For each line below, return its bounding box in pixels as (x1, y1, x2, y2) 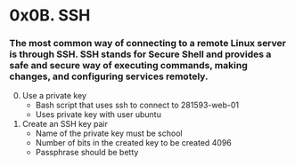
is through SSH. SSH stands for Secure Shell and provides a (9, 48, 272, 60)
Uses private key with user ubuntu (35, 109, 162, 120)
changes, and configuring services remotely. (9, 70, 209, 83)
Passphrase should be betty (35, 147, 139, 158)
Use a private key (21, 91, 87, 101)
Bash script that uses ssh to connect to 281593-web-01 (35, 99, 239, 111)
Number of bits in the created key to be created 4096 (35, 138, 232, 148)
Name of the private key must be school (35, 128, 183, 138)
